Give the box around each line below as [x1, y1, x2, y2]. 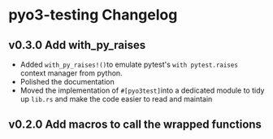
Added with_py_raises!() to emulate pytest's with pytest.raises [19, 59, 238, 69]
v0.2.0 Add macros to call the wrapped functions [8, 118, 262, 132]
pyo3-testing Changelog [8, 6, 178, 24]
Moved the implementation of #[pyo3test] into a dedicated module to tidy [19, 85, 265, 95]
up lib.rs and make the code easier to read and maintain [19, 94, 213, 103]
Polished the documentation [19, 77, 115, 86]
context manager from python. [19, 68, 123, 78]
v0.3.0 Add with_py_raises [8, 38, 146, 52]
